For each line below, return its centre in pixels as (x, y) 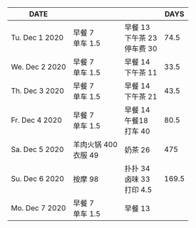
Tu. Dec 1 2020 (37, 37)
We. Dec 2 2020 (38, 67)
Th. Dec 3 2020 (37, 91)
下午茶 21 (141, 97)
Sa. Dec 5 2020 (37, 150)
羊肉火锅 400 (95, 145)
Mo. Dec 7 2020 (38, 208)
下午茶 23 (141, 38)
